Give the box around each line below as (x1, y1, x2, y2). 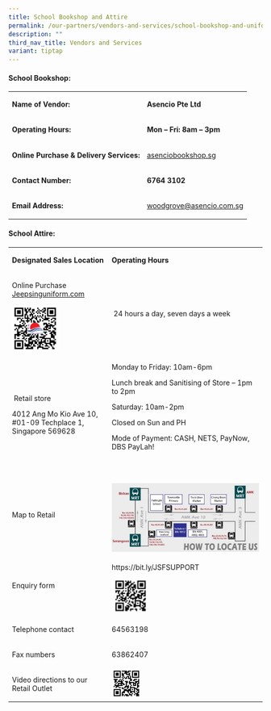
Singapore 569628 (11, 426, 76, 436)
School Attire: (8, 228, 56, 238)
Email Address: (11, 201, 64, 211)
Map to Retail (11, 510, 56, 520)
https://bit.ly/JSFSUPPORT (111, 563, 200, 572)
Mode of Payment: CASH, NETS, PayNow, (111, 433, 250, 443)
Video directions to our (11, 675, 88, 685)
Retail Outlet (11, 684, 52, 693)
